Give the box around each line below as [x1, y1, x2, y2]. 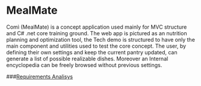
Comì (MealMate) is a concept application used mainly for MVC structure [6, 23, 187, 30]
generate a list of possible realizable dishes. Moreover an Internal [6, 55, 169, 62]
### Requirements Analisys [6, 73, 73, 80]
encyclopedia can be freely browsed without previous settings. [6, 61, 162, 69]
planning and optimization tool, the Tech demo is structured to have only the [6, 36, 196, 43]
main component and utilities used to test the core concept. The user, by [6, 42, 187, 50]
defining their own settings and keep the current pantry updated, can [6, 48, 178, 56]
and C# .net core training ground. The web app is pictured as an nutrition [6, 29, 188, 36]
